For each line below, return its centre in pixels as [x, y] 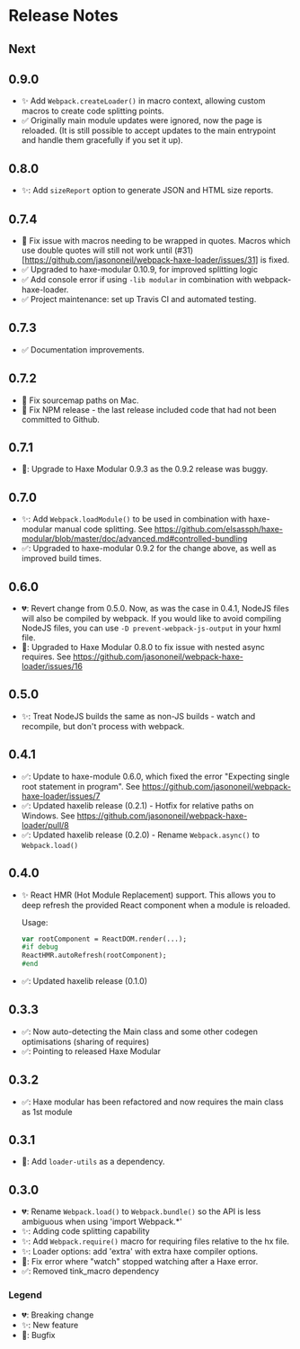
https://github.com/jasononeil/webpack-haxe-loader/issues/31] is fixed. [157, 260]
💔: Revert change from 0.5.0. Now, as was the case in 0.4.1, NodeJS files [155, 609]
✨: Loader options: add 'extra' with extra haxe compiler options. [140, 1252]
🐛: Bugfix [38, 1335]
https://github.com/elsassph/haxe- [219, 529]
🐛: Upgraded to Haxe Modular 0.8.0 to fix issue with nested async [143, 648]
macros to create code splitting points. [93, 111]
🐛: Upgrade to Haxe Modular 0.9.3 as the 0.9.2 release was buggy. [145, 469]
